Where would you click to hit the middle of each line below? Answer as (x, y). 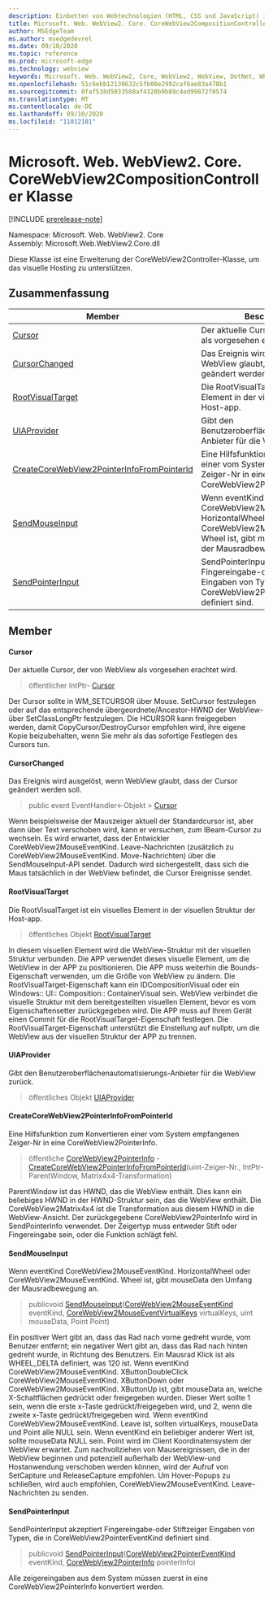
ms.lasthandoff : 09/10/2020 (56, 115)
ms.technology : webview (49, 69)
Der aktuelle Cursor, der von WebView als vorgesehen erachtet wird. (123, 670)
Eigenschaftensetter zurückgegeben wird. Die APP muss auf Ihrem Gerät (130, 1010)
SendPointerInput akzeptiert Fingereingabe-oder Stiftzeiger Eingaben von (132, 1530)
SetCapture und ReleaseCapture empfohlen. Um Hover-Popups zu (119, 1475)
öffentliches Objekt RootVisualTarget (90, 934)
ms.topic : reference (43, 54)
